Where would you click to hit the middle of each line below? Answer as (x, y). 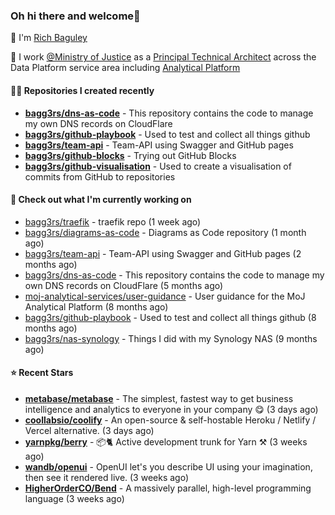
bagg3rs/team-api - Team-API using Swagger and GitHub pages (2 (163, 253)
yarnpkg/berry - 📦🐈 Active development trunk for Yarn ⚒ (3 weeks (166, 441)
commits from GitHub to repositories (100, 176)
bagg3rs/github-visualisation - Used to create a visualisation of (158, 166)
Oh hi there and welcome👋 (75, 16)
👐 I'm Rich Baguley (49, 38)
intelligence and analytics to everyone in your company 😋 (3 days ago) (171, 409)
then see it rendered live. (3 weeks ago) (107, 477)
